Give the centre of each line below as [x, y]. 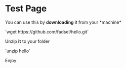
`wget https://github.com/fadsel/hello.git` [47, 32]
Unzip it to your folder [27, 41]
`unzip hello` [18, 51]
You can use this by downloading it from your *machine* [63, 22]
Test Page [26, 9]
